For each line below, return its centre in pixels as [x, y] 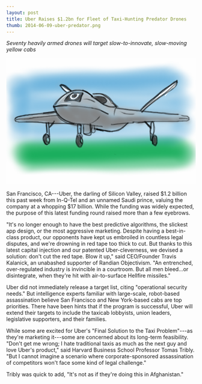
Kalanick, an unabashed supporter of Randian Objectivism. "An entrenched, [100, 263]
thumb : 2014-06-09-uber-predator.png [54, 25]
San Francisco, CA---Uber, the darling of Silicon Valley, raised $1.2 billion [97, 194]
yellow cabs [21, 50]
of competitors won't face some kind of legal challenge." [76, 363]
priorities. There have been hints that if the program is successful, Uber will [99, 306]
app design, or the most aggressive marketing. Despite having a [85, 231]
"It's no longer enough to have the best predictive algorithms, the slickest [97, 225]
